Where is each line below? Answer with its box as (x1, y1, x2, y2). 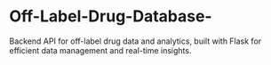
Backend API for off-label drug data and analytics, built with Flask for (9, 36, 262, 46)
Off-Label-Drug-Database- (9, 6, 212, 27)
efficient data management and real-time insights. (9, 45, 192, 55)
